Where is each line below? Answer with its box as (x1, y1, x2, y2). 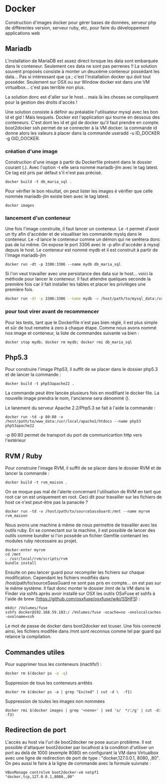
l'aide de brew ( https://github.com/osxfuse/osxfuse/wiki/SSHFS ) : (5, 596, 141, 602)
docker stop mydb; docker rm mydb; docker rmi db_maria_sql (5, 339, 133, 344)
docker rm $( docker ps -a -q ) (5, 671, 68, 676)
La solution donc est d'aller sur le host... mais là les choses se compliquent (5, 94, 159, 100)
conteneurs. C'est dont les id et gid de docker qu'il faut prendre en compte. (5, 119, 160, 125)
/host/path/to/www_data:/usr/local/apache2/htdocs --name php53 (5, 419, 141, 424)
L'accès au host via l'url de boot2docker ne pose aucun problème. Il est (5, 739, 152, 745)
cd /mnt (5, 552, 21, 557)
